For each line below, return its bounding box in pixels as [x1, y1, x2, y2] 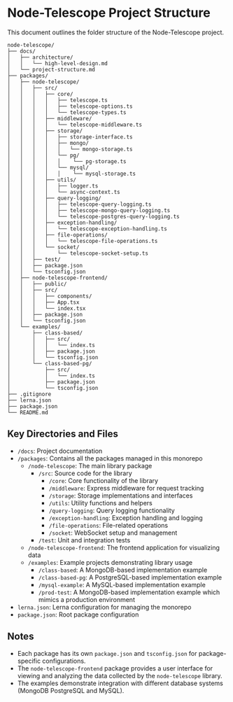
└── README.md [7, 409, 49, 416]
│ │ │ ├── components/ [7, 293, 92, 300]
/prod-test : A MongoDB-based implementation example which [38, 588, 220, 596]
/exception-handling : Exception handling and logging [48, 513, 203, 522]
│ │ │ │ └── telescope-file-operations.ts [7, 237, 158, 244]
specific [17, 657, 41, 665]
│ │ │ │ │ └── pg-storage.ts [7, 157, 127, 165]
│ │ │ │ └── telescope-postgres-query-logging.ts [7, 213, 180, 220]
